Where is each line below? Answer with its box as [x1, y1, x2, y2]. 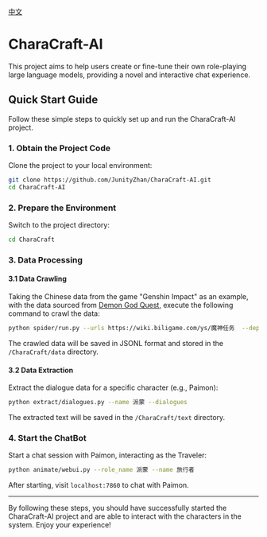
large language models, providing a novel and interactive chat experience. [8, 70, 251, 80]
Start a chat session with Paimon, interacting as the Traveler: [8, 450, 207, 460]
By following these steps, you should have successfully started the [8, 504, 227, 513]
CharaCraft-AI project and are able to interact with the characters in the [8, 512, 242, 521]
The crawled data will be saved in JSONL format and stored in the [8, 338, 224, 348]
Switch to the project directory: [8, 220, 110, 230]
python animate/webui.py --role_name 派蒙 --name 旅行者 [8, 466, 195, 474]
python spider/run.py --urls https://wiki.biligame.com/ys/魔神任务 [8, 325, 235, 333]
